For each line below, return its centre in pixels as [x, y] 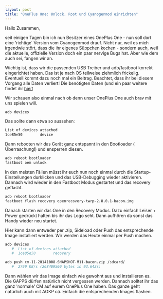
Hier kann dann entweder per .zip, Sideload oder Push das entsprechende [80, 230]
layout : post [18, 10]
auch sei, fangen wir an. [29, 58]
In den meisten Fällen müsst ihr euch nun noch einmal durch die [69, 172]
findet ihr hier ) [19, 88]
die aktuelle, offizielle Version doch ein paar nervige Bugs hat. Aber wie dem [82, 53]
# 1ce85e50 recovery [41, 253]
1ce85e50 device [29, 135]
